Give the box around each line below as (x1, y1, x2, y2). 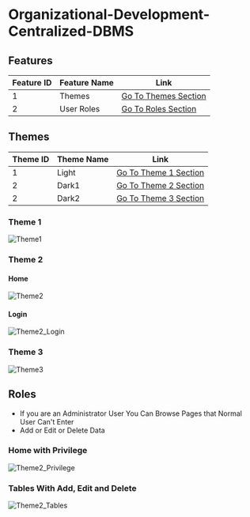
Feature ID (12, 77, 52, 88)
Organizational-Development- (8, 6, 210, 24)
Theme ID (12, 153, 50, 164)
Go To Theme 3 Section (116, 192, 204, 203)
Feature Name (59, 77, 115, 88)
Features (8, 54, 53, 67)
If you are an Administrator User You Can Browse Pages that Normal (19, 409, 243, 418)
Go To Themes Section (121, 91, 206, 101)
